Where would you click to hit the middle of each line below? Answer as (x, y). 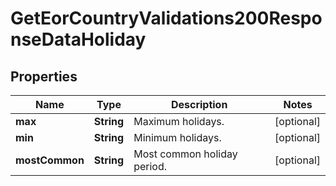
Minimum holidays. (177, 137)
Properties (44, 76)
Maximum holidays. (179, 121)
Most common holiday (185, 154)
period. (150, 166)
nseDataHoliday (78, 39)
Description (199, 104)
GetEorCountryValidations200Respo (166, 18)
